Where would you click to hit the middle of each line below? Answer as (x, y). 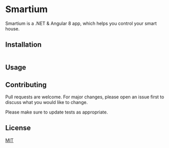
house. (12, 28)
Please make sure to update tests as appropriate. (57, 112)
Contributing (26, 85)
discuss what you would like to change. (47, 102)
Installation (23, 45)
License (18, 128)
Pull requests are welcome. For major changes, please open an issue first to (85, 97)
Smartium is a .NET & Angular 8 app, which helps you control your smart (81, 23)
